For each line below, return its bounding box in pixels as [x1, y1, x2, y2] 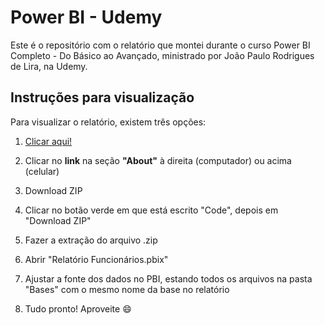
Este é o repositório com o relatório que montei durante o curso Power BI [10, 39, 311, 51]
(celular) [24, 165, 60, 177]
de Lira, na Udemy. [10, 60, 88, 72]
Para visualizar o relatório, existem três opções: [10, 116, 207, 128]
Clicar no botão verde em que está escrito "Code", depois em [24, 204, 279, 216]
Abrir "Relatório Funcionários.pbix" [24, 253, 169, 265]
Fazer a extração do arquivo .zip [24, 234, 158, 246]
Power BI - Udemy [10, 6, 163, 29]
